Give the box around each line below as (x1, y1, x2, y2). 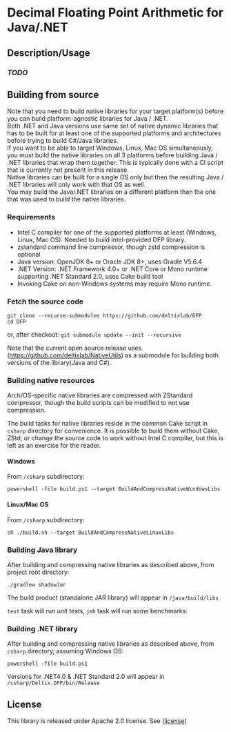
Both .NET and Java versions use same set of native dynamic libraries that (7, 122, 219, 130)
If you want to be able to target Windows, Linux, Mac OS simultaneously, (7, 144, 214, 152)
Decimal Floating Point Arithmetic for (7, 5, 224, 21)
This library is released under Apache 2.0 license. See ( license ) (7, 717, 188, 725)
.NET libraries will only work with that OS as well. (7, 181, 146, 189)
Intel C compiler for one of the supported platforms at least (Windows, (17, 228, 217, 236)
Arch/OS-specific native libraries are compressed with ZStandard (7, 391, 193, 399)
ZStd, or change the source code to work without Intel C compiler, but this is (7, 434, 224, 442)
